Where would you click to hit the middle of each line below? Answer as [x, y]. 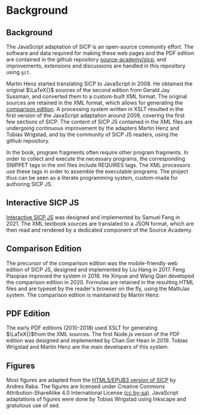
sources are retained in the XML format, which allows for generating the [95, 103]
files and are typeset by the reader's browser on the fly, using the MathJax [98, 288]
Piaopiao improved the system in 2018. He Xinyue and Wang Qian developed [100, 276]
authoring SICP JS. [29, 184]
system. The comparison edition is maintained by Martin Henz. [83, 295]
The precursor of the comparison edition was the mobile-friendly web [92, 263]
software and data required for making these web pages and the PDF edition [100, 53]
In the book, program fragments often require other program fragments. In [97, 152]
